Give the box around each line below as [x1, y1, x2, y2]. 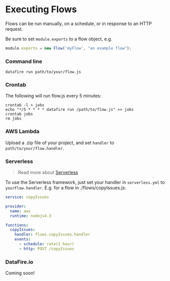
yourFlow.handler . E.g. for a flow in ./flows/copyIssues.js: [5, 185, 126, 191]
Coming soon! [5, 270, 35, 276]
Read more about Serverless [17, 170, 78, 175]
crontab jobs [5, 111, 33, 117]
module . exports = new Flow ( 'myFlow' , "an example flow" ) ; [5, 45, 132, 51]
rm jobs [5, 116, 22, 121]
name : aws [10, 208, 31, 214]
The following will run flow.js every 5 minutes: [5, 93, 101, 99]
